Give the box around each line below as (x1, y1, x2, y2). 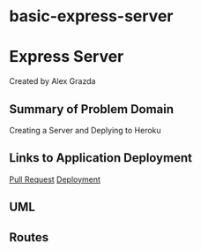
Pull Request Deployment (9, 174, 101, 185)
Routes (9, 230, 49, 245)
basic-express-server (9, 6, 174, 27)
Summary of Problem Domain (9, 102, 175, 117)
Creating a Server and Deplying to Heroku (9, 125, 161, 135)
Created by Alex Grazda (9, 76, 96, 87)
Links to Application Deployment (9, 150, 192, 165)
